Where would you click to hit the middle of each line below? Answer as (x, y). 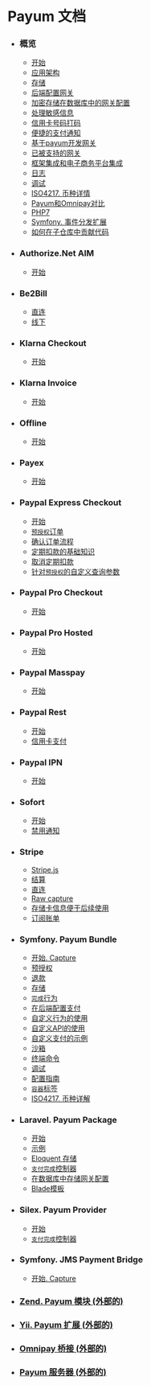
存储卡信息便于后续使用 (70, 908)
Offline (33, 423)
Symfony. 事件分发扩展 (69, 222)
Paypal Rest (43, 713)
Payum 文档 (47, 16)
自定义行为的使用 (59, 1017)
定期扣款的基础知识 (63, 551)
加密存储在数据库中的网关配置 (80, 103)
